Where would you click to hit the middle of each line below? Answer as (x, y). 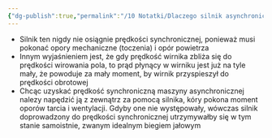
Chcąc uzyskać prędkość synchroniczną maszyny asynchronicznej (132, 91)
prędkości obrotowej (54, 82)
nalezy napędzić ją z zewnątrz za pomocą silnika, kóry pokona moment (138, 99)
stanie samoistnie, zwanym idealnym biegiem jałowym (110, 125)
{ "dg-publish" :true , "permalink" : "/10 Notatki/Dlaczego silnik (115, 16)
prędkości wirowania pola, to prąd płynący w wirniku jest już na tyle (132, 65)
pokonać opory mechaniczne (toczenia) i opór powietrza (114, 47)
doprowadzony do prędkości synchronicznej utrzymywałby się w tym (135, 116)
